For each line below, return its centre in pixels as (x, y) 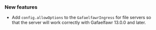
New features (21, 7)
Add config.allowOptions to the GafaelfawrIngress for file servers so (81, 18)
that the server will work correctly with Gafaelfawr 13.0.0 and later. (79, 22)
